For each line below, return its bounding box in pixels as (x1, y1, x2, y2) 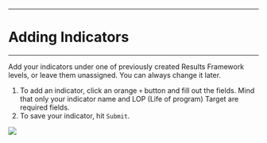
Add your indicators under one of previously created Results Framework (8, 61, 245, 71)
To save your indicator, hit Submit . (19, 110, 130, 120)
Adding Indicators (8, 29, 130, 46)
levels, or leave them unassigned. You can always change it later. (8, 70, 221, 79)
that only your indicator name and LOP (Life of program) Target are (19, 94, 239, 103)
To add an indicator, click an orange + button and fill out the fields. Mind (19, 85, 255, 95)
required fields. (19, 102, 70, 112)
